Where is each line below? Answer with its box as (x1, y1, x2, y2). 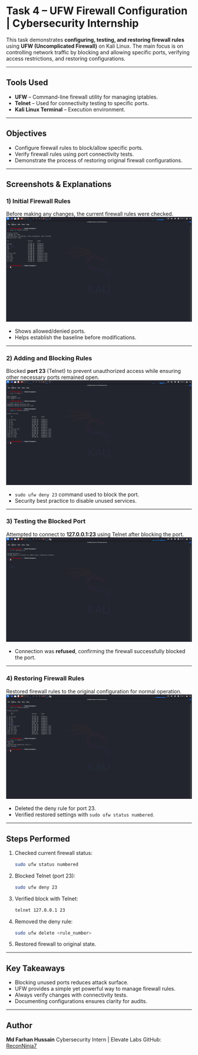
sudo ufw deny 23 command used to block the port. (14, 491, 140, 498)
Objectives (6, 129, 47, 139)
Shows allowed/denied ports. (14, 327, 86, 335)
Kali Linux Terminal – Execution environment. (14, 106, 126, 113)
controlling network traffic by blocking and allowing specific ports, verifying (6, 48, 190, 55)
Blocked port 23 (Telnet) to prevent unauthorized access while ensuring (6, 368, 181, 375)
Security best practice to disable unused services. (14, 497, 137, 504)
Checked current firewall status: (14, 849, 93, 856)
